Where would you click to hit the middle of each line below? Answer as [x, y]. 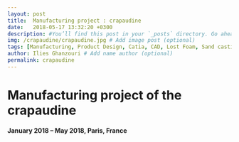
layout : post [27, 14]
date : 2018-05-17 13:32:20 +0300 [60, 27]
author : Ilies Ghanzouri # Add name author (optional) [90, 54]
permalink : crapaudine [41, 60]
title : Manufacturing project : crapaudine [74, 21]
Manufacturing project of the [95, 95]
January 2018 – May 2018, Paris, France [67, 130]
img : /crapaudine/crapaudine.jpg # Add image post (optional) [101, 40]
